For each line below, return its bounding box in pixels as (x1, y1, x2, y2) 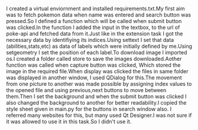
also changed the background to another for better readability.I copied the (6, 99, 187, 106)
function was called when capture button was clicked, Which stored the (6, 61, 181, 69)
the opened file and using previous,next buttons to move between (6, 87, 167, 93)
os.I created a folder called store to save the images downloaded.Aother (6, 56, 182, 62)
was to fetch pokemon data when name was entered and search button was (6, 11, 191, 18)
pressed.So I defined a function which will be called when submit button (6, 18, 182, 24)
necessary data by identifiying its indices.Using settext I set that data (6, 37, 174, 43)
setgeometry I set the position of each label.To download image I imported (6, 49, 187, 56)
